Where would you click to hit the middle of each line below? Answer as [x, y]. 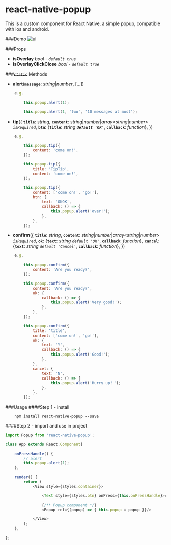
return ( [33, 482]
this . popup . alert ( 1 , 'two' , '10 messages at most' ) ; [81, 112]
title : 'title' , [50, 330]
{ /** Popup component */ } [69, 505]
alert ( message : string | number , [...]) [48, 84]
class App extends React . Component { [44, 444]
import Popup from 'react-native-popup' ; [50, 435]
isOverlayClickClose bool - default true [56, 64]
